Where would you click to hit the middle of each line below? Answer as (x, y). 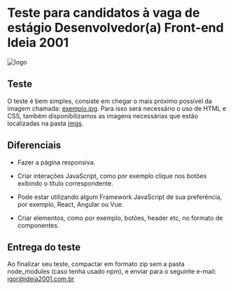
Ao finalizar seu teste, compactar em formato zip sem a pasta (96, 264)
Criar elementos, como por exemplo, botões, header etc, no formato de (120, 218)
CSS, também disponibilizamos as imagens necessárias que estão (103, 116)
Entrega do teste (44, 247)
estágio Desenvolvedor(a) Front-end (115, 28)
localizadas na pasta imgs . (45, 123)
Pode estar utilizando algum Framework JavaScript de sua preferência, (120, 197)
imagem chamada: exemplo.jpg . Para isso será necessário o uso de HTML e (117, 108)
